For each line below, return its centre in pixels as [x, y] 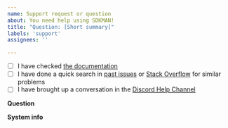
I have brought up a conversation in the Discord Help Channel [106, 89]
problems [31, 82]
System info [25, 117]
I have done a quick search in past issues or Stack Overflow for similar [119, 74]
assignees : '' [28, 40]
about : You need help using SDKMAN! [61, 20]
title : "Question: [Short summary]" [61, 27]
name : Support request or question [59, 14]
